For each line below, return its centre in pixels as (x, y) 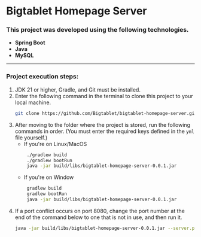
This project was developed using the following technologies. (98, 30)
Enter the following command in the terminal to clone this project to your (104, 96)
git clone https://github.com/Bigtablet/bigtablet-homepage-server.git (106, 113)
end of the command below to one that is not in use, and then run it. (98, 217)
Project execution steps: (42, 77)
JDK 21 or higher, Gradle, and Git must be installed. (77, 89)
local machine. (33, 102)
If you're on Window (49, 177)
